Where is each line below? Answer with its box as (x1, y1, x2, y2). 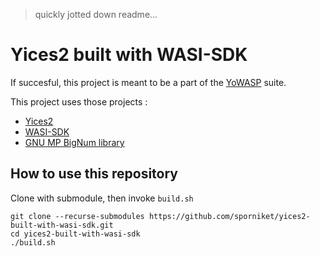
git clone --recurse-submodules (10, 211, 145, 221)
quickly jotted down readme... (34, 9, 158, 20)
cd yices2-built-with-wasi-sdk (10, 229, 141, 239)
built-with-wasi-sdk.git (10, 220, 114, 230)
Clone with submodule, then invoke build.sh (10, 192, 194, 204)
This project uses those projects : (10, 95, 148, 108)
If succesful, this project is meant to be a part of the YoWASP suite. (10, 76, 287, 88)
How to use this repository (10, 165, 179, 183)
